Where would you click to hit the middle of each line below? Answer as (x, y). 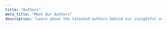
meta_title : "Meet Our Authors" (39, 14)
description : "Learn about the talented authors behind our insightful (81, 19)
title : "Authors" (23, 10)
